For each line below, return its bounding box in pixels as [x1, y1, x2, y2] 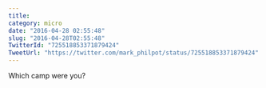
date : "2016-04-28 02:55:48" [8, 26, 105, 34]
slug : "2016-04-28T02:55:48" [8, 34, 105, 42]
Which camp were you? [8, 71, 86, 80]
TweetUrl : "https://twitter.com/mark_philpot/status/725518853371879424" [8, 49, 260, 57]
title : [8, 11, 30, 20]
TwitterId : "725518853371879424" [8, 42, 120, 50]
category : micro [8, 19, 62, 27]
